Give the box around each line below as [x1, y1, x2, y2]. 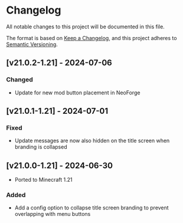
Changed [6, 76, 34, 84]
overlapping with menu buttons [14, 211, 91, 218]
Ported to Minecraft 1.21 [14, 176, 73, 183]
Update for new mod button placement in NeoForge [14, 89, 140, 96]
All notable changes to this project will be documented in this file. [6, 23, 165, 30]
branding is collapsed [14, 143, 67, 150]
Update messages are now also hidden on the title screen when [14, 137, 170, 145]
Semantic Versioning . [6, 41, 58, 48]
